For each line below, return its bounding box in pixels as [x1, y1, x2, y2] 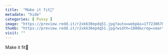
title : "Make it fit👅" [5, 7, 55, 12]
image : [5, 21, 19, 26]
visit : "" [5, 30, 26, 35]
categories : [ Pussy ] [5, 16, 52, 21]
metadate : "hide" [5, 12, 41, 17]
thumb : [5, 26, 19, 31]
